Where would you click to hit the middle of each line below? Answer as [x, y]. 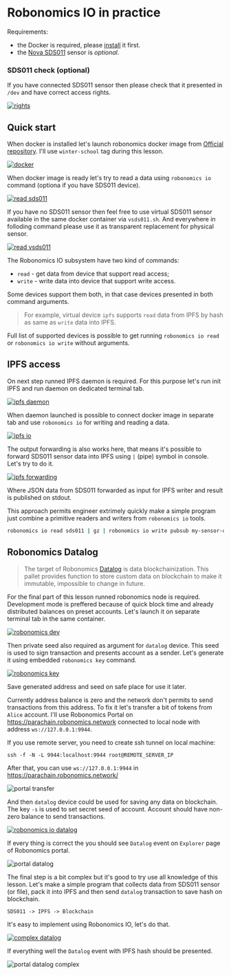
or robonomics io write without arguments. [68, 343]
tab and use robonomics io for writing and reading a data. [88, 422]
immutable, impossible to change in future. [85, 583]
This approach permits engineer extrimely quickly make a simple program [112, 511]
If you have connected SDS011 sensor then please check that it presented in [115, 85]
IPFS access [34, 365]
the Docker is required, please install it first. [79, 45]
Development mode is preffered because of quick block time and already [111, 604]
